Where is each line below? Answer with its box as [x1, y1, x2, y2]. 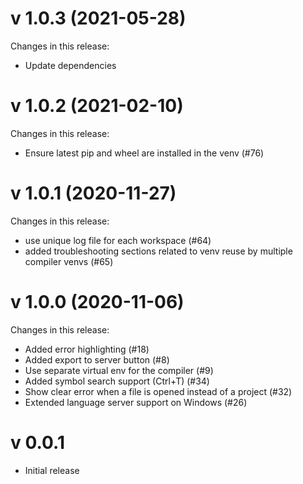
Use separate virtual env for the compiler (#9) [24, 364, 214, 376]
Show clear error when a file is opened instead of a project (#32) [24, 385, 293, 397]
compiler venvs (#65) [24, 255, 114, 267]
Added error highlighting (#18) [24, 343, 150, 355]
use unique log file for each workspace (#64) [24, 234, 212, 246]
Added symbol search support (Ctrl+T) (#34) [24, 375, 210, 387]
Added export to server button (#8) [24, 353, 170, 366]
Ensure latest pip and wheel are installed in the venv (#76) [24, 147, 265, 159]
